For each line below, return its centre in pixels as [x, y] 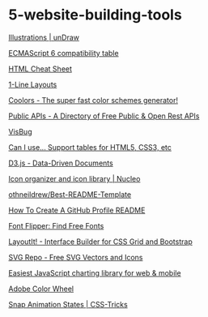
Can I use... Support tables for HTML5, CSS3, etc [90, 147]
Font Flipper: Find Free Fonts [56, 225]
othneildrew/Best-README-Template [70, 194]
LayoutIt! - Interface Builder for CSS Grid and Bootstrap [100, 242]
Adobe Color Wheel [41, 289]
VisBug [20, 131]
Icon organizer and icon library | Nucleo [74, 178]
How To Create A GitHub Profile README [77, 210]
